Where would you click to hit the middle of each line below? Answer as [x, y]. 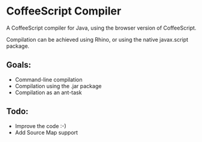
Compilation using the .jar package [58, 86]
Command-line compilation [49, 79]
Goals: [19, 65]
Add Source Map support [46, 132]
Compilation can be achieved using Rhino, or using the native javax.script [97, 39]
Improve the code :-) [40, 126]
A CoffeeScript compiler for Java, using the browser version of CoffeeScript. [101, 28]
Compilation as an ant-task [49, 92]
